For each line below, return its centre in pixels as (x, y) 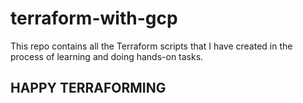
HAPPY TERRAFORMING (88, 88)
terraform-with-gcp (94, 18)
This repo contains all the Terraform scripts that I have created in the (151, 46)
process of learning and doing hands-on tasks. (107, 56)
